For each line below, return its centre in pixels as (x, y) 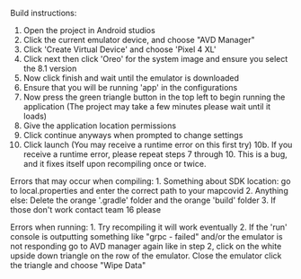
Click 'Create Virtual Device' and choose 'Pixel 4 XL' (120, 49)
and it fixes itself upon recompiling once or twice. (115, 164)
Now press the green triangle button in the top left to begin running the (154, 97)
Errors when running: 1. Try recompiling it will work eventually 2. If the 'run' (149, 227)
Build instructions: (44, 13)
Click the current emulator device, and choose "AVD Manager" (139, 40)
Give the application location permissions (100, 126)
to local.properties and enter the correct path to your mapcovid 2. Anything (149, 191)
